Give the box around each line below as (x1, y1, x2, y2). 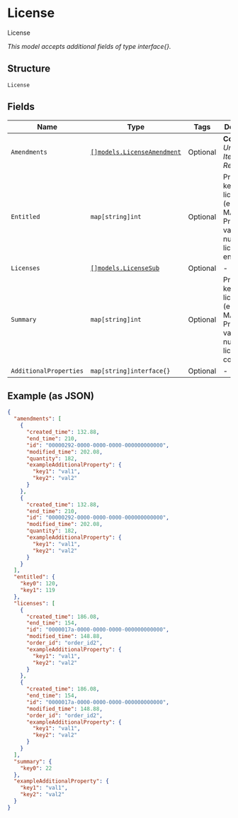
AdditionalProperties (11, 366, 84, 375)
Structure (7, 62, 51, 75)
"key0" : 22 (20, 764, 52, 772)
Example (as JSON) (7, 390, 94, 402)
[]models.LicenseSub (90, 264, 160, 272)
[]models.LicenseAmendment (90, 147, 182, 156)
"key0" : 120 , (20, 580, 59, 588)
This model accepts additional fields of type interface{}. (7, 42, 171, 50)
